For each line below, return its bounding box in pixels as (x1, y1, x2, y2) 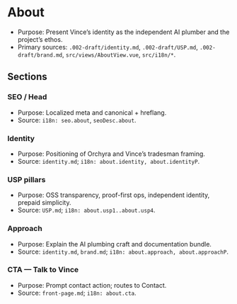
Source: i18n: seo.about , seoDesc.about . (17, 116, 137, 124)
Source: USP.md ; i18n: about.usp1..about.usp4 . (17, 206, 156, 215)
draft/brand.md (17, 51, 63, 59)
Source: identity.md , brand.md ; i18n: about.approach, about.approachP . (17, 247, 229, 256)
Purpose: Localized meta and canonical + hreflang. (17, 108, 167, 117)
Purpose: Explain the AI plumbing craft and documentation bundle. (17, 240, 212, 248)
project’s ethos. (17, 35, 63, 43)
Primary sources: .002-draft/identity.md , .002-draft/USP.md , (17, 43, 198, 51)
